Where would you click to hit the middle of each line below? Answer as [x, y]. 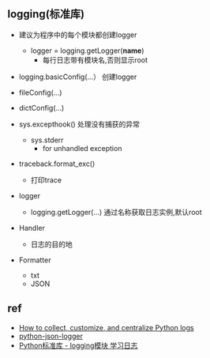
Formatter [35, 260]
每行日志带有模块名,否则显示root [95, 60]
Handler [32, 228]
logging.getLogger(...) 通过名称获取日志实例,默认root [116, 212]
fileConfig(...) [40, 92]
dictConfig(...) [41, 107]
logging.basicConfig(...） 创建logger [78, 77]
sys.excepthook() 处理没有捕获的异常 [79, 124]
